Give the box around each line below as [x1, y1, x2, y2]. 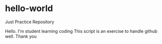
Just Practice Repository [5, 19, 54, 25]
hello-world [5, 3, 54, 14]
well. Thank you [5, 33, 37, 39]
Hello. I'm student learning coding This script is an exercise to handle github [5, 28, 158, 34]
